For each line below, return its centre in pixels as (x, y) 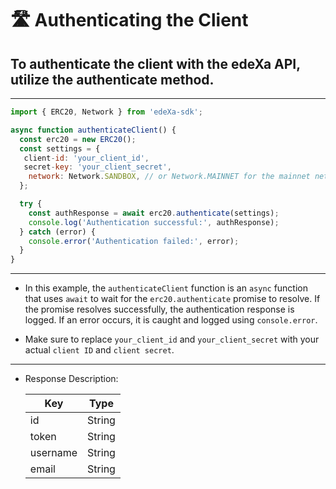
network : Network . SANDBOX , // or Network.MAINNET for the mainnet (169, 177)
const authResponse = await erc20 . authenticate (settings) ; (154, 213)
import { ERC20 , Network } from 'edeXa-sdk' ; (106, 112)
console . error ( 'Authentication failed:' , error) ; (134, 241)
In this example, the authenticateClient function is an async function (166, 288)
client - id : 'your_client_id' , (86, 158)
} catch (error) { (58, 232)
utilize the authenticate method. (112, 79)
